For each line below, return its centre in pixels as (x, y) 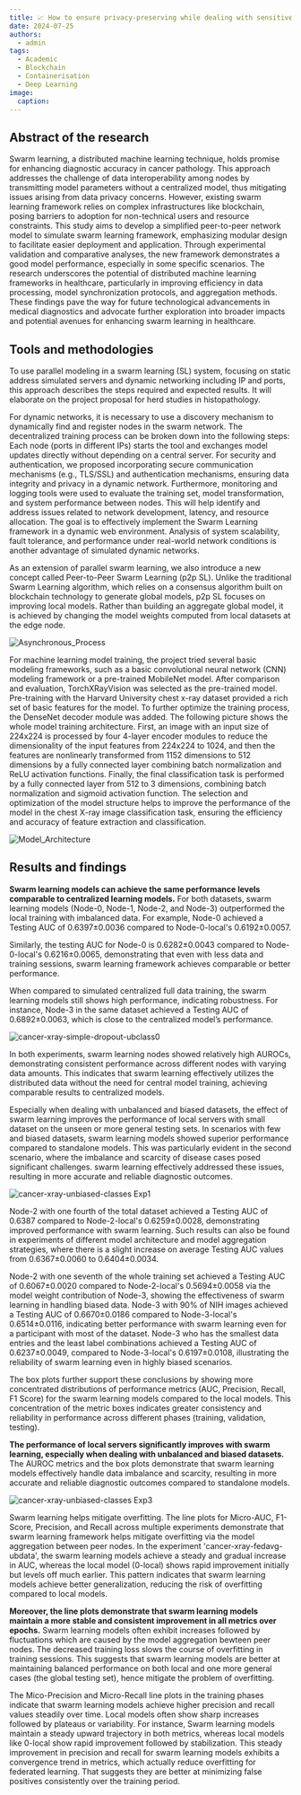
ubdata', (24, 1555)
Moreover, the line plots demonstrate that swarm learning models (133, 1611)
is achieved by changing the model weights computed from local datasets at (150, 615)
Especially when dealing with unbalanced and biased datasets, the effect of (149, 1109)
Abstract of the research (79, 137)
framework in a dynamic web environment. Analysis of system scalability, (145, 531)
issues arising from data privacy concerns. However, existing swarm (135, 197)
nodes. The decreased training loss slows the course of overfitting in (136, 1649)
